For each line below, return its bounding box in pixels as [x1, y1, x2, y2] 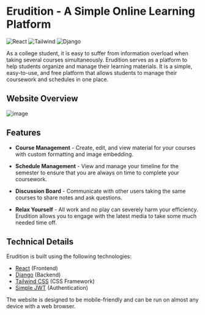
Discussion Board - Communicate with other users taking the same [15, 187, 186, 195]
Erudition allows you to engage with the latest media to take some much [15, 212, 197, 219]
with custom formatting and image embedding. [15, 150, 133, 158]
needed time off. [15, 219, 57, 226]
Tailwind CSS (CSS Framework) [15, 278, 95, 285]
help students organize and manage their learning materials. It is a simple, [6, 63, 193, 70]
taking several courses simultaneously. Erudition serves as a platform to [6, 56, 188, 63]
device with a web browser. [6, 303, 76, 310]
